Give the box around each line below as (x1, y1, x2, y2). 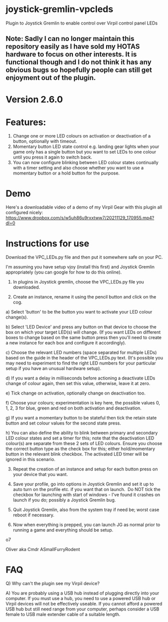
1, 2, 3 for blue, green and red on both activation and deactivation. (5, 405, 142, 411)
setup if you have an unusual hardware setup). (5, 365, 101, 371)
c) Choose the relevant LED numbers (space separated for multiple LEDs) (5, 349, 157, 355)
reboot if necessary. (12, 512, 54, 518)
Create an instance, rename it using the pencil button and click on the (12, 294, 156, 300)
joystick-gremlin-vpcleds (5, 3, 113, 15)
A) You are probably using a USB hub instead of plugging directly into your (5, 590, 159, 596)
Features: (5, 116, 46, 128)
